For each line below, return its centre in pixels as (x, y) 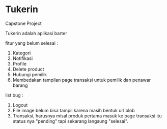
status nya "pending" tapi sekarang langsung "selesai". (71, 121)
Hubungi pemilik (30, 74)
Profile (20, 63)
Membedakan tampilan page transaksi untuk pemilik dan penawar (82, 80)
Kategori (22, 53)
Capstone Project (23, 23)
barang (20, 85)
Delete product (28, 69)
